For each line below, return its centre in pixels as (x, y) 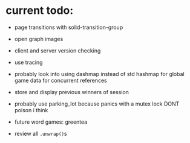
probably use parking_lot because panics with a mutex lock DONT (97, 104)
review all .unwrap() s (41, 133)
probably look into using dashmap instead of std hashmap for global (100, 74)
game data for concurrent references (61, 80)
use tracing (28, 62)
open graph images (39, 39)
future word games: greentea (51, 122)
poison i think (31, 110)
